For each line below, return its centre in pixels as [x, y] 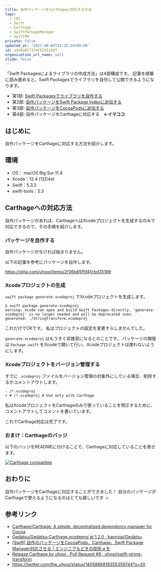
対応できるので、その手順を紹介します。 [45, 227]
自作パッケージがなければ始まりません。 [45, 252]
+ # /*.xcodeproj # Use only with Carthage [50, 395]
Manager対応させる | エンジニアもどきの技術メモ [61, 548]
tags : [10, 14]
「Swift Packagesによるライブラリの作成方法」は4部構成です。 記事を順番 [80, 74]
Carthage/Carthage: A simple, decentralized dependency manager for [82, 526]
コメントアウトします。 [37, 382]
